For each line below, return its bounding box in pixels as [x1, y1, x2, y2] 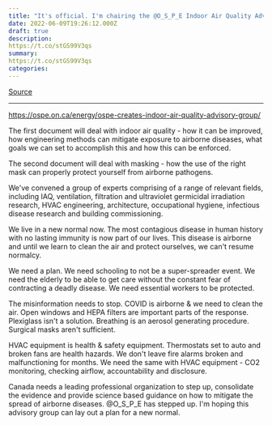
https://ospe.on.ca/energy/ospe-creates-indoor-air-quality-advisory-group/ [8, 110, 261, 120]
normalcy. [8, 250, 42, 260]
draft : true [8, 27, 49, 35]
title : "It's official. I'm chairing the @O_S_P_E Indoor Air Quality [8, 11, 252, 20]
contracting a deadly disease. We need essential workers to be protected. [8, 283, 255, 292]
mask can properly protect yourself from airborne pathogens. [8, 167, 214, 176]
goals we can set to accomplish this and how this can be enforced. [8, 142, 232, 152]
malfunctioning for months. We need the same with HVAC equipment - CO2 [8, 357, 261, 367]
